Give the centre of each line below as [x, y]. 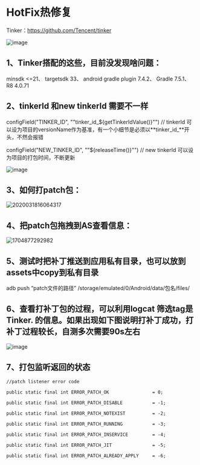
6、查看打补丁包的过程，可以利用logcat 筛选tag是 [100, 309]
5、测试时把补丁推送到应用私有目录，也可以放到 [96, 261]
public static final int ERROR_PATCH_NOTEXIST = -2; [86, 413]
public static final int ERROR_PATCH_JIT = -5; [86, 445]
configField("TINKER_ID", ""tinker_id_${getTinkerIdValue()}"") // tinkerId [96, 122]
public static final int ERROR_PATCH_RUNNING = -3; [86, 424]
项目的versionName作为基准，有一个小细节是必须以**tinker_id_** [103, 129]
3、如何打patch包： [44, 190]
